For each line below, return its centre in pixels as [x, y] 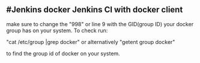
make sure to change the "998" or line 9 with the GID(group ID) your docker [100, 24]
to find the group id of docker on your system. [63, 53]
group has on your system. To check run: [57, 30]
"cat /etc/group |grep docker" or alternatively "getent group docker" [91, 42]
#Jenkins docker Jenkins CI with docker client [95, 10]
